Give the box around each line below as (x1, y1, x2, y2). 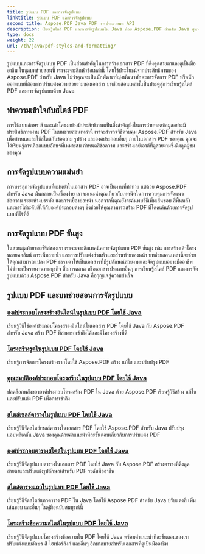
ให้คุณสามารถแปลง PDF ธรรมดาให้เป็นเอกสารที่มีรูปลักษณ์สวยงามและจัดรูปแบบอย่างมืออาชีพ (7, 258, 193, 266)
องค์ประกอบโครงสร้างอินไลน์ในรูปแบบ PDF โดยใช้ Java (7, 308, 142, 317)
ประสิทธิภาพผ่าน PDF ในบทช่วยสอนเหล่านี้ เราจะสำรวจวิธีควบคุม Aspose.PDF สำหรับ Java (7, 128, 197, 135)
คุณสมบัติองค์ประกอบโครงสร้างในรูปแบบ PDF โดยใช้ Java (7, 374, 147, 383)
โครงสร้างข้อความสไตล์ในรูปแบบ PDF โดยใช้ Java (7, 519, 128, 528)
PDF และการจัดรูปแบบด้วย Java (7, 87, 75, 94)
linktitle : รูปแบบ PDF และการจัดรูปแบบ (7, 15, 92, 21)
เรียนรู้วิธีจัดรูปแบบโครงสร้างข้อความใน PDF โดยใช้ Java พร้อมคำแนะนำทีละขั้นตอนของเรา (7, 533, 190, 540)
